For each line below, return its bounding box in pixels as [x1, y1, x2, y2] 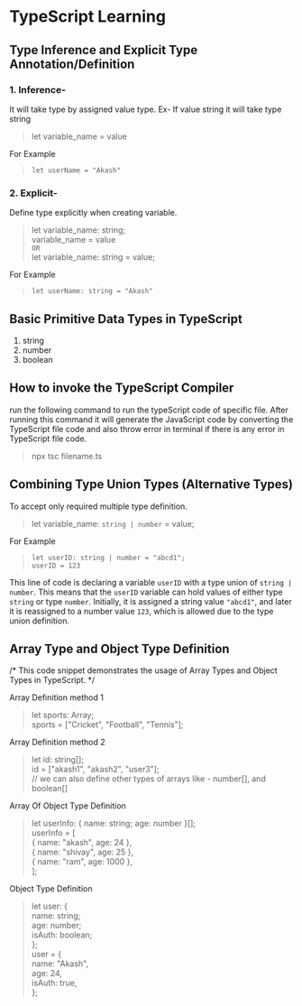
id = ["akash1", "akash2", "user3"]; [31, 764, 160, 775]
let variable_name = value [31, 131, 128, 142]
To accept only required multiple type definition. [9, 501, 188, 512]
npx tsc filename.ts [31, 450, 103, 461]
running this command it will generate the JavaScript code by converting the [9, 413, 294, 425]
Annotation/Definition [9, 56, 135, 71]
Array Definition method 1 [9, 692, 104, 703]
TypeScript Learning [9, 6, 167, 27]
